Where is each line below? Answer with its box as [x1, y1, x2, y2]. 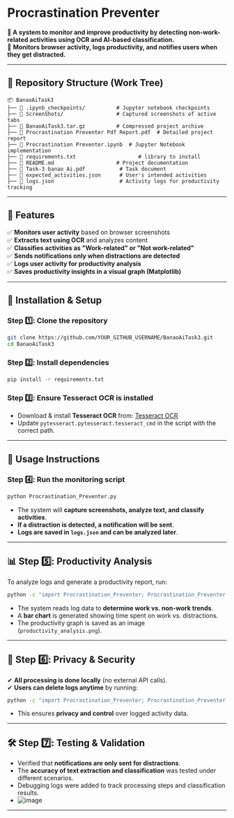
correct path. [17, 426, 55, 434]
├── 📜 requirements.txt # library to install [7, 153, 201, 160]
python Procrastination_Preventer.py [7, 493, 117, 500]
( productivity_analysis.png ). [17, 626, 102, 634]
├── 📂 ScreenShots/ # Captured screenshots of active [7, 110, 217, 117]
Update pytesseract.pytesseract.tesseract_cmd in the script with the [17, 419, 217, 428]
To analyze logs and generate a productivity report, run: [7, 578, 168, 586]
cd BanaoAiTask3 [7, 341, 54, 348]
